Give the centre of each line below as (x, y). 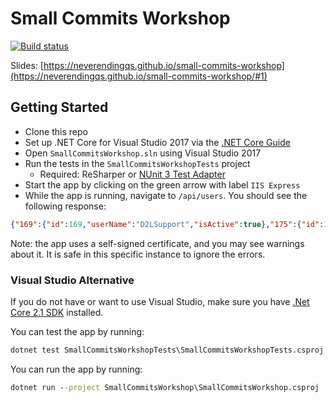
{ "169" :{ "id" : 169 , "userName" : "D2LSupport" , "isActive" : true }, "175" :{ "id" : (167, 224)
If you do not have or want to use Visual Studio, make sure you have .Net (160, 301)
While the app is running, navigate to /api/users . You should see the (166, 195)
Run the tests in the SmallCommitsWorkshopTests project (137, 163)
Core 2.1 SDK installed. (57, 312)
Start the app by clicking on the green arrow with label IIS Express (162, 184)
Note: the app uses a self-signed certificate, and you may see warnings (157, 243)
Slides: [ (27, 65)
